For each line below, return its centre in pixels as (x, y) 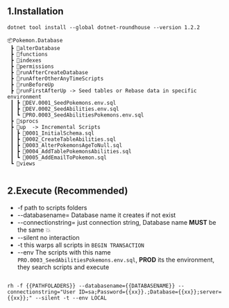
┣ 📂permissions (32, 66)
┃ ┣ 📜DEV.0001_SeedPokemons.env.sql (63, 103)
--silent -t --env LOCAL (71, 298)
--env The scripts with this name (64, 252)
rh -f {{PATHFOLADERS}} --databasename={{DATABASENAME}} (91, 286)
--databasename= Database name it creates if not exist (96, 215)
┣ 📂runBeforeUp (32, 85)
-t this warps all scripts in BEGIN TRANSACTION (80, 245)
